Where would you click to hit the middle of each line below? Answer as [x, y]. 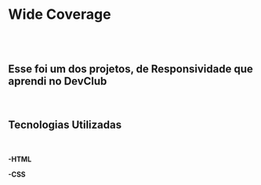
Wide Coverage [60, 15]
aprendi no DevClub [58, 81]
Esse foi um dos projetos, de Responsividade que [130, 69]
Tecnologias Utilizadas [65, 125]
